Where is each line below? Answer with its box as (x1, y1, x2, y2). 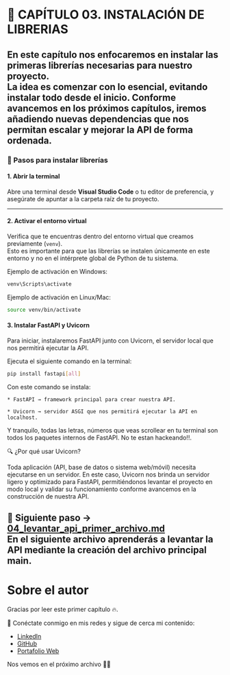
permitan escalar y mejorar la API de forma (7, 124, 194, 135)
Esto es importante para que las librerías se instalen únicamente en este (7, 247, 210, 255)
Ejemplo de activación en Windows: (7, 267, 108, 275)
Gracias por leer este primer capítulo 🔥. (7, 605, 118, 614)
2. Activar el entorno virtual (7, 217, 87, 225)
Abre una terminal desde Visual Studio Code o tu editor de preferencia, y (7, 187, 214, 196)
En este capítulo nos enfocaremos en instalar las (7, 49, 219, 60)
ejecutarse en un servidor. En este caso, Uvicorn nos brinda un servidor (7, 470, 210, 479)
